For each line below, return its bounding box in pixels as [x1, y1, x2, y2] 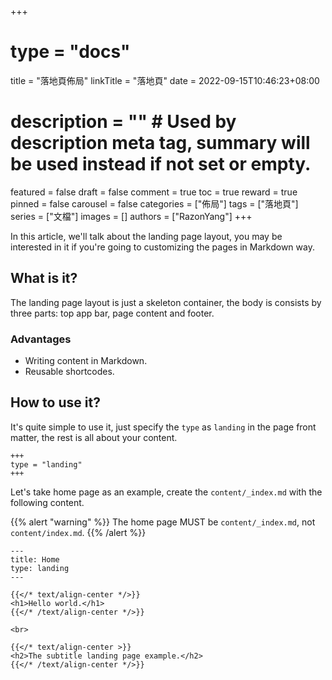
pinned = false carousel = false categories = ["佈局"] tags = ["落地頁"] [10, 197, 299, 210]
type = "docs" [10, 41, 131, 63]
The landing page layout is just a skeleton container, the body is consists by [10, 296, 322, 308]
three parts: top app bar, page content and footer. [10, 307, 215, 319]
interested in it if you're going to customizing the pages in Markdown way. [10, 241, 315, 253]
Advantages [10, 332, 72, 346]
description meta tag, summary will [10, 132, 311, 155]
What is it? [10, 270, 78, 287]
